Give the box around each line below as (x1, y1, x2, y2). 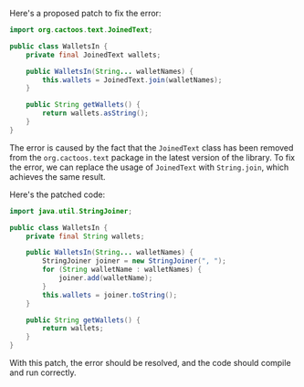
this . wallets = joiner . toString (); (42, 290, 178, 299)
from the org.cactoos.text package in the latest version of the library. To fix (9, 152, 295, 162)
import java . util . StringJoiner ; (9, 206, 132, 215)
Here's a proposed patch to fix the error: (9, 8, 162, 18)
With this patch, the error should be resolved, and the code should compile (9, 358, 291, 368)
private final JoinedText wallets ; (26, 50, 162, 59)
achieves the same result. (9, 171, 107, 182)
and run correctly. (9, 367, 77, 378)
